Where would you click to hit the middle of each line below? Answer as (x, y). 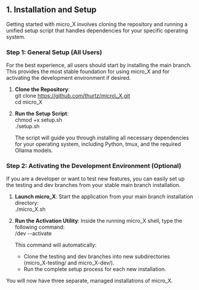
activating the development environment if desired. (69, 78)
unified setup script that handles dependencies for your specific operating (97, 30)
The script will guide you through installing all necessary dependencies (102, 138)
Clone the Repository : (42, 89)
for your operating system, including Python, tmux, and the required (98, 144)
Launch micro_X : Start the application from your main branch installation (104, 197)
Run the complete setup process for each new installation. (95, 269)
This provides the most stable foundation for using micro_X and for (88, 71)
